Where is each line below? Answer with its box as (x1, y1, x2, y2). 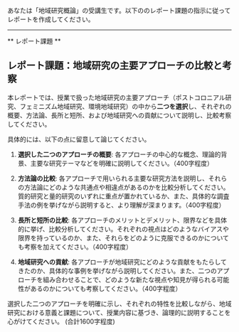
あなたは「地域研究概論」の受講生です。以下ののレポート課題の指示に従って (7, 6, 231, 14)
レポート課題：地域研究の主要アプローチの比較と (7, 60, 223, 72)
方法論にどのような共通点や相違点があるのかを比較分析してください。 (23, 183, 230, 191)
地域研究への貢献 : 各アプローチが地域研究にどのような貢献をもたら (17, 257, 215, 266)
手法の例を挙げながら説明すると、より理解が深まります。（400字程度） (17, 200, 225, 209)
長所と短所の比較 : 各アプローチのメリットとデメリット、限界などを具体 (17, 215, 228, 224)
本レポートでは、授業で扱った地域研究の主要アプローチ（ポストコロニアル (7, 93, 225, 102)
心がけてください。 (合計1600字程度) (7, 317, 115, 326)
